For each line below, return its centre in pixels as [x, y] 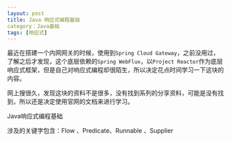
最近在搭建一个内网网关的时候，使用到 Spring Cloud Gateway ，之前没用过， [113, 53]
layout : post [26, 13]
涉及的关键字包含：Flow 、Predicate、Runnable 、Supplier [90, 131]
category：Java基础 [33, 26]
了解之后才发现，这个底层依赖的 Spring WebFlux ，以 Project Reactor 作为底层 [115, 62]
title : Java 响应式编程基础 [44, 20]
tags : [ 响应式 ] [27, 33]
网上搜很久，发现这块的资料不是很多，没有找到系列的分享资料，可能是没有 [112, 93]
